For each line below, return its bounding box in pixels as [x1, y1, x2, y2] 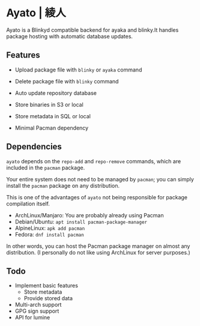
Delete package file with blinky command [14, 77, 119, 85]
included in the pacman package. [6, 164, 85, 171]
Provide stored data [23, 295, 73, 302]
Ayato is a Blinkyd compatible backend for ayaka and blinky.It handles [6, 26, 179, 34]
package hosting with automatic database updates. [6, 32, 133, 40]
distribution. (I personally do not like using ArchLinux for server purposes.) [6, 249, 190, 256]
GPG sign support [14, 307, 59, 315]
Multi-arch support [14, 301, 62, 309]
